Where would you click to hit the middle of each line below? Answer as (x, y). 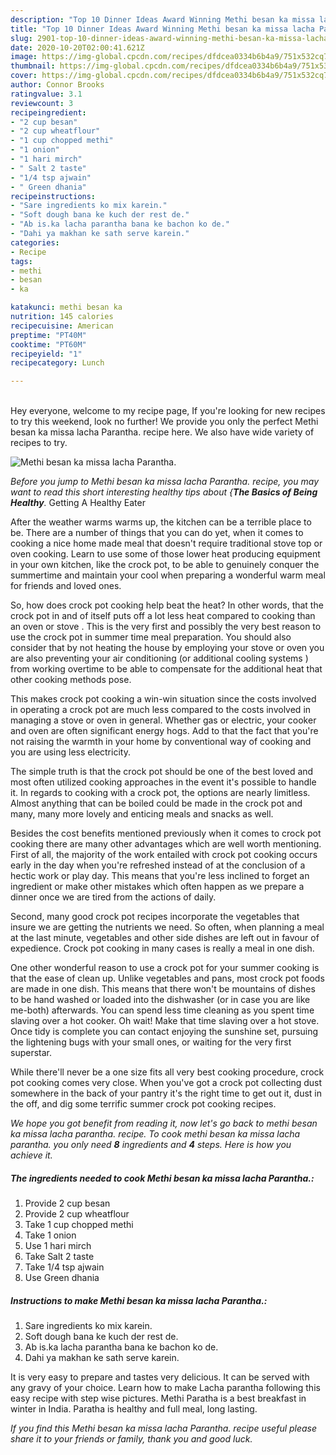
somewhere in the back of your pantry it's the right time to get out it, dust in (166, 1093)
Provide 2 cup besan (67, 1203)
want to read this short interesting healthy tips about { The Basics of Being (164, 492)
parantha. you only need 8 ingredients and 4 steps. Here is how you (151, 1145)
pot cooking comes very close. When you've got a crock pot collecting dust (166, 1083)
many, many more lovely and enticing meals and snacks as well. (142, 814)
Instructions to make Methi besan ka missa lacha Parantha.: (139, 1300)
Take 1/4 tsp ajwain (64, 1267)
